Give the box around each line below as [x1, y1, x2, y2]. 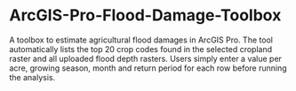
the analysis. [9, 72, 56, 82]
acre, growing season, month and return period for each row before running [9, 63, 287, 73]
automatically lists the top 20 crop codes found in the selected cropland [9, 43, 273, 54]
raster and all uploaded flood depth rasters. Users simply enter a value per [9, 53, 283, 64]
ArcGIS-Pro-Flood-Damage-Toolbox [9, 5, 282, 26]
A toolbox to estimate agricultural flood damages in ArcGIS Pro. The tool [9, 34, 274, 45]
